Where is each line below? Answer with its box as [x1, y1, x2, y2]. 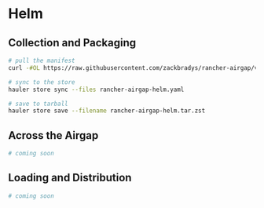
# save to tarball [8, 100, 68, 108]
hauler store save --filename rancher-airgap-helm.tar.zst [8, 107, 206, 115]
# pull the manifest [8, 57, 76, 64]
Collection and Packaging [8, 36, 137, 49]
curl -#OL [8, 64, 41, 71]
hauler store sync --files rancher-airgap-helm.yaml [8, 86, 185, 93]
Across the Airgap [8, 129, 99, 142]
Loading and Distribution [8, 171, 132, 184]
